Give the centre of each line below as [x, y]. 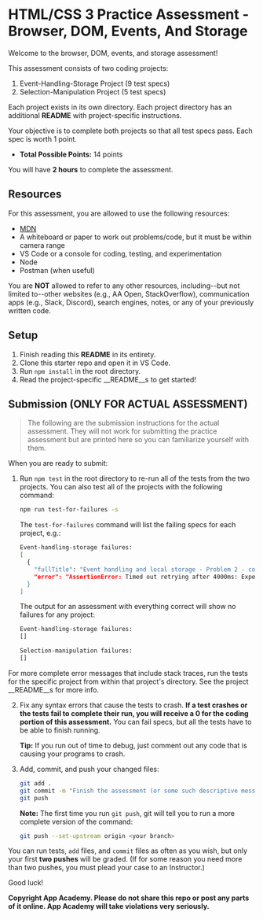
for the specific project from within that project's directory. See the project [128, 681]
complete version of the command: [76, 821]
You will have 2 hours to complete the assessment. [91, 169]
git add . [36, 783]
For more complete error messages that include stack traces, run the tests [128, 673]
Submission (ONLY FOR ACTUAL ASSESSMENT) [128, 404]
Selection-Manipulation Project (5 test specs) [93, 91]
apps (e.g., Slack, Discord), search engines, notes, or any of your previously [131, 302]
